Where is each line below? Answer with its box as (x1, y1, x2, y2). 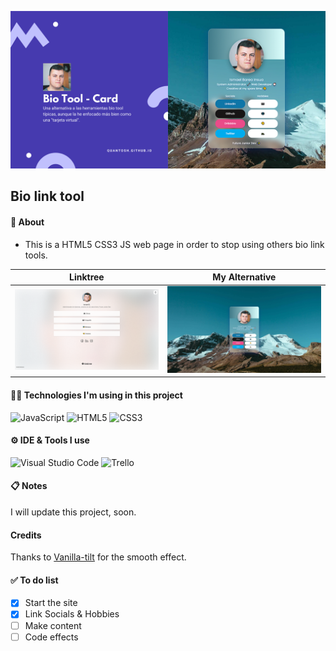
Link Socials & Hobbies (24, 608, 120, 620)
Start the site (24, 597, 78, 609)
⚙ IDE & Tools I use (10, 434, 90, 446)
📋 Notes (10, 480, 48, 492)
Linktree (69, 271, 105, 283)
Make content (24, 619, 82, 631)
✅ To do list (10, 574, 59, 586)
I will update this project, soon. (10, 506, 137, 518)
